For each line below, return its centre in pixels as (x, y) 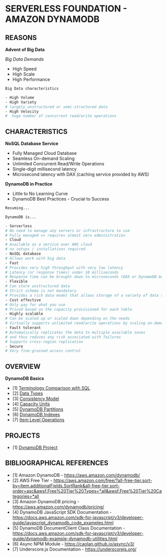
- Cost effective (23, 300)
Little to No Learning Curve (40, 194)
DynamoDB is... (21, 217)
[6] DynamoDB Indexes (36, 415)
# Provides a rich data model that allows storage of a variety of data (82, 295)
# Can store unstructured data (38, 286)
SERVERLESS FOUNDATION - (66, 9)
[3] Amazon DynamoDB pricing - (46, 501)
